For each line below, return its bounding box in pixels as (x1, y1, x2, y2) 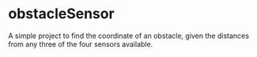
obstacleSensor (8, 5, 115, 23)
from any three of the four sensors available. (8, 39, 153, 48)
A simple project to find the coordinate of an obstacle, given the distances (8, 31, 249, 40)
